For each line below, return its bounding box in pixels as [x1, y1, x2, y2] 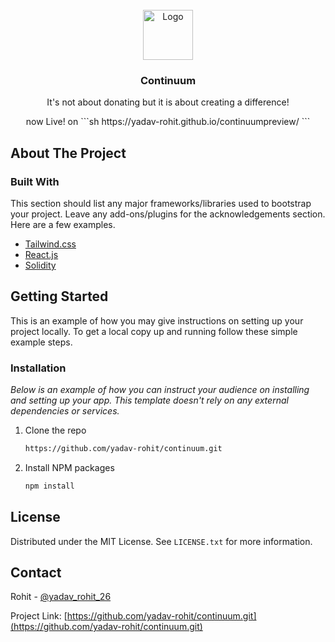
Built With [10, 174, 60, 188]
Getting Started [10, 288, 109, 305]
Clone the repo [24, 424, 87, 437]
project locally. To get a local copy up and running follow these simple [10, 325, 298, 337]
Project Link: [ [10, 610, 68, 622]
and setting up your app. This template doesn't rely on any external [10, 394, 289, 407]
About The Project [10, 144, 127, 162]
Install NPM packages [24, 461, 115, 473]
